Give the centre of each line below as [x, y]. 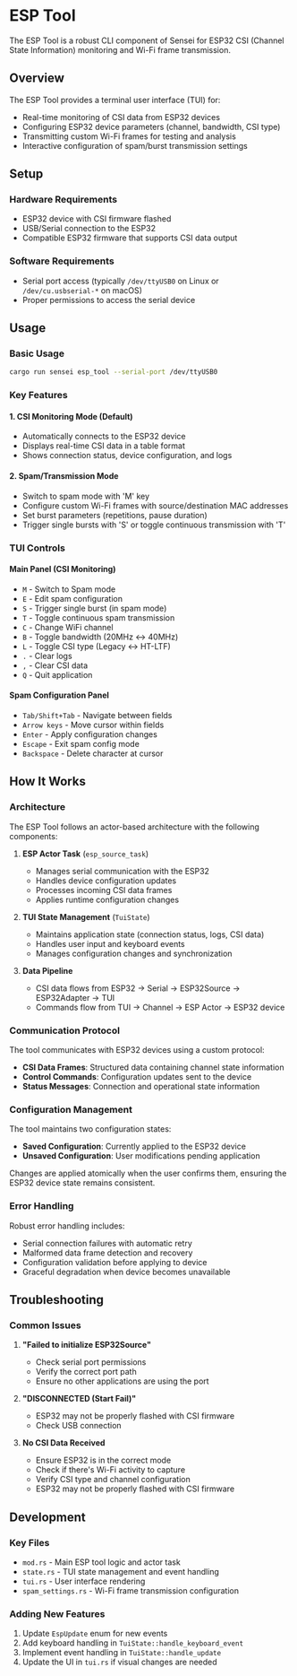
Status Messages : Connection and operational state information [141, 1086]
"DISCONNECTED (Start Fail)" [79, 1399]
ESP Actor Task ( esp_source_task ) [85, 854]
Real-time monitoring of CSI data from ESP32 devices [121, 117]
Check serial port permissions [91, 1362]
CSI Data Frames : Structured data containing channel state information [153, 1067]
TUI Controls [37, 548]
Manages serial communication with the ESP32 [123, 871]
